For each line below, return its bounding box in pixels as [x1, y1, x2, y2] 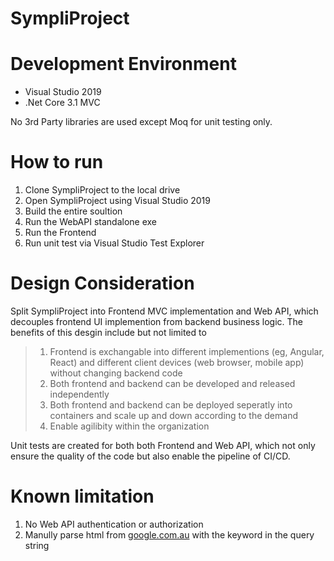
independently [49, 388, 110, 400]
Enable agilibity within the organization [49, 420, 210, 432]
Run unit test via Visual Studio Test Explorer [24, 237, 205, 249]
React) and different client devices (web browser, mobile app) [49, 357, 305, 368]
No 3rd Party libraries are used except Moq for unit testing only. [10, 116, 273, 128]
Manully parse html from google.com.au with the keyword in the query [24, 528, 315, 541]
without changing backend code [49, 367, 183, 379]
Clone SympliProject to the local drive [24, 184, 181, 196]
